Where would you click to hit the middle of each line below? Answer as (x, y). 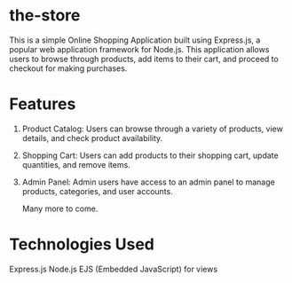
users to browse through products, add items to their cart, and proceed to (144, 59)
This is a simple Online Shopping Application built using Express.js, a (135, 40)
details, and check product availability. (92, 138)
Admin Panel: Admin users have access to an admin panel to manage (148, 182)
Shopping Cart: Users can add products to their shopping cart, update (150, 155)
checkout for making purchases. (68, 68)
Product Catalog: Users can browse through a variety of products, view (153, 129)
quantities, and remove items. (76, 164)
